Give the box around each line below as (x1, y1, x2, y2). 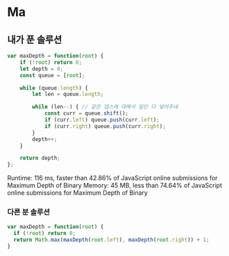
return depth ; (19, 154, 60, 162)
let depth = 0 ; (19, 65, 64, 72)
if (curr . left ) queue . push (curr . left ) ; (44, 116, 160, 123)
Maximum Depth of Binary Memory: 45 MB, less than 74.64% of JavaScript (7, 182, 222, 190)
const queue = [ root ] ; (19, 72, 85, 79)
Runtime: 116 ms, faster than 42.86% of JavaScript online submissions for (7, 174, 218, 182)
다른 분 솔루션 (7, 207, 51, 217)
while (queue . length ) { (19, 84, 89, 91)
